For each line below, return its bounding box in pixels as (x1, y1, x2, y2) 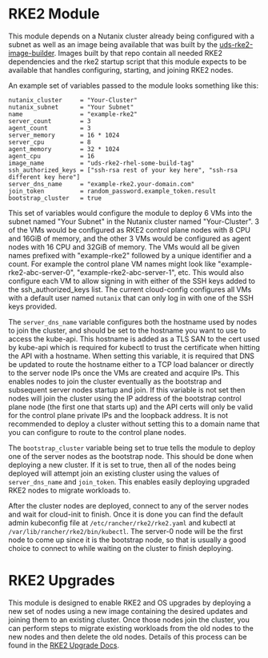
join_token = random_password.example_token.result (8, 187, 217, 195)
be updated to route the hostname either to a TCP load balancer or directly (8, 359, 254, 369)
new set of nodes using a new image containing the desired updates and (8, 606, 248, 616)
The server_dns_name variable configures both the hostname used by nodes (8, 317, 258, 326)
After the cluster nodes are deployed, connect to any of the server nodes (8, 500, 250, 510)
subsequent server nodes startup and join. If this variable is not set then (8, 385, 246, 394)
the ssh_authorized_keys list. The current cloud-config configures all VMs (8, 285, 252, 294)
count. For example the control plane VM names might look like (8, 259, 216, 269)
